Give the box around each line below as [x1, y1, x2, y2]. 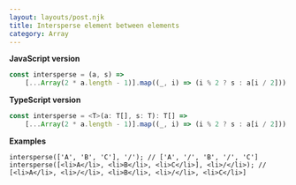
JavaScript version [9, 54, 80, 64]
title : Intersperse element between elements [9, 21, 179, 30]
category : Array [9, 29, 69, 38]
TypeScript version [9, 94, 81, 106]
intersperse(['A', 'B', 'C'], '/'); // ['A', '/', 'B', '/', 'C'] [9, 152, 259, 161]
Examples [9, 136, 47, 146]
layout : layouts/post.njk [9, 12, 104, 22]
